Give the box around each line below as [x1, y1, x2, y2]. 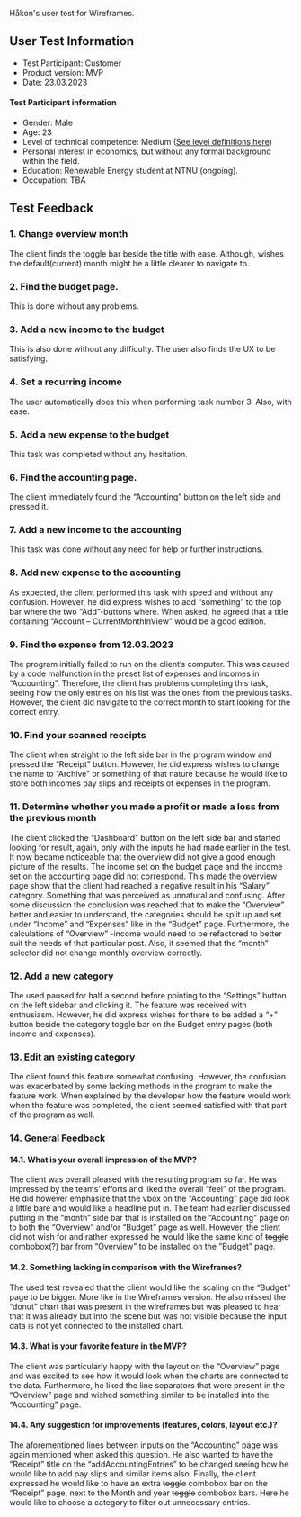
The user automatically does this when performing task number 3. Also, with [9, 396, 292, 407]
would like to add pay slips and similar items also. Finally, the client [9, 1468, 256, 1479]
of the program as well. [9, 1109, 95, 1120]
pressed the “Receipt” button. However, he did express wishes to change [9, 759, 280, 770]
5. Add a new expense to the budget [9, 428, 170, 440]
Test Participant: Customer [22, 58, 122, 68]
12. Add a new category [9, 970, 114, 982]
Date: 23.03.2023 [22, 77, 88, 87]
